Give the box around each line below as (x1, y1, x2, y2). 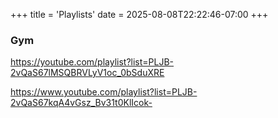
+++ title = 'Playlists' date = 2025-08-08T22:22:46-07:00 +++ (10, 9, 269, 20)
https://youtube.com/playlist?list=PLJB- (10, 56, 175, 68)
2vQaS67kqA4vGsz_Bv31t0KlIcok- (10, 97, 153, 109)
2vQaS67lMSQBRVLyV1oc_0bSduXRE (10, 67, 165, 79)
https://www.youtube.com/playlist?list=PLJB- (10, 86, 198, 98)
